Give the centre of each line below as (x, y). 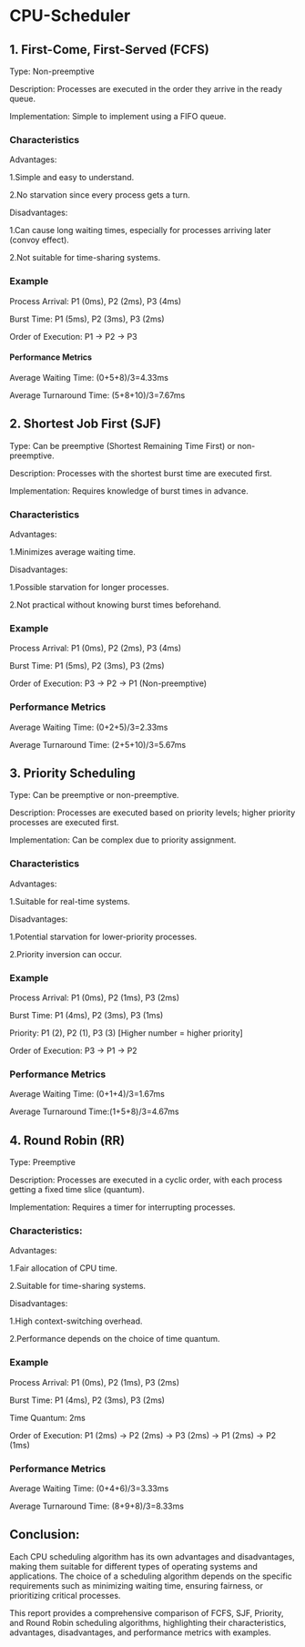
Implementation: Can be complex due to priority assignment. (123, 840)
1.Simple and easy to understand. (72, 178)
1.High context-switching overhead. (76, 1321)
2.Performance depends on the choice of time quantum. (115, 1339)
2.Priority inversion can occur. (66, 954)
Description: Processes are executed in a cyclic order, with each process (146, 1180)
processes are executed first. (65, 823)
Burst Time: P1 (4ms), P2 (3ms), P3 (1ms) (86, 1015)
